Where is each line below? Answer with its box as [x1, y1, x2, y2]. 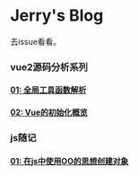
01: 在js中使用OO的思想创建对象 [10, 155, 129, 166]
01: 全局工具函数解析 [10, 84, 87, 95]
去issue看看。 [10, 36, 62, 47]
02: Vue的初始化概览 [10, 107, 88, 118]
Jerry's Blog [10, 5, 104, 26]
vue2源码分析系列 [10, 60, 89, 73]
